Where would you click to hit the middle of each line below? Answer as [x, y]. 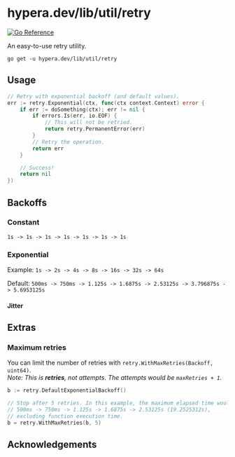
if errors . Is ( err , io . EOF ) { [75, 116]
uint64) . [19, 370]
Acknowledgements [52, 445]
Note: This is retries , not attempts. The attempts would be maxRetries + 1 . [115, 378]
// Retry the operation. [69, 142]
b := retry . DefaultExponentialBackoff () [67, 390]
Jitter [15, 306]
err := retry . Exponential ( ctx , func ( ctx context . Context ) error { [106, 103]
